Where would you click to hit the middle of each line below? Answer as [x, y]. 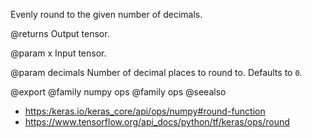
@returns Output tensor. [60, 33]
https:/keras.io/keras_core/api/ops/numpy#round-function [145, 111]
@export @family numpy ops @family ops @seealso [118, 92]
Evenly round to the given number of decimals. [106, 14]
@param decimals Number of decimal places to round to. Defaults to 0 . [156, 72]
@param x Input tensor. [58, 53]
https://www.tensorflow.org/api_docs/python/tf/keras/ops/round [157, 122]
